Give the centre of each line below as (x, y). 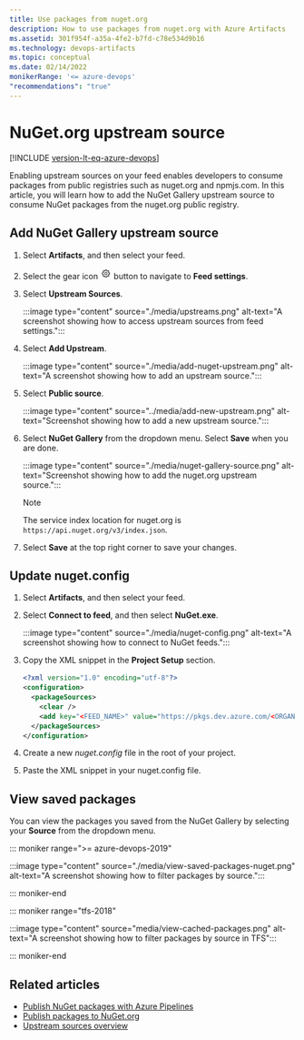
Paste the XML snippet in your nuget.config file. (112, 771)
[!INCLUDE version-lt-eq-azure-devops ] (84, 157)
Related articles (54, 984)
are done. (40, 448)
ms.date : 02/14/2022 (49, 67)
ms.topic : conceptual (50, 58)
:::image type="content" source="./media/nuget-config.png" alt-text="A (157, 633)
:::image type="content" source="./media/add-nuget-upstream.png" (150, 366)
